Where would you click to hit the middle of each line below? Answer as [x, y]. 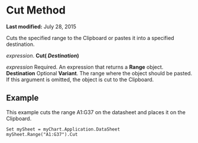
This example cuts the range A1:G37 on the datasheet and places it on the [96, 112]
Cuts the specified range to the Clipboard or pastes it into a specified [90, 38]
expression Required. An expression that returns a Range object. [85, 67]
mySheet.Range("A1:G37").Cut [42, 134]
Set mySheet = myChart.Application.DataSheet [63, 129]
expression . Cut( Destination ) [43, 55]
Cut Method [36, 10]
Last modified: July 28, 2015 [41, 26]
